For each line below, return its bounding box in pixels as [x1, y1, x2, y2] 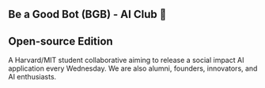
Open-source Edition [8, 35, 113, 48]
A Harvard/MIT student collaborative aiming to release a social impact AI [8, 56, 244, 65]
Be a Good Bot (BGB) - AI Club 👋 [8, 8, 167, 21]
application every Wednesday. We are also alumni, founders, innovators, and [8, 64, 258, 73]
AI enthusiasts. [8, 72, 57, 82]
